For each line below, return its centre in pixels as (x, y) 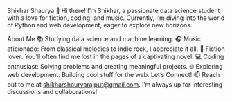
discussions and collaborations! (52, 92)
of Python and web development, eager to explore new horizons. (100, 25)
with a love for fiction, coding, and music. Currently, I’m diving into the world (116, 18)
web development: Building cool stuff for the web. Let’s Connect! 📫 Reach (114, 75)
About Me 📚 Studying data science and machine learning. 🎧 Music (104, 39)
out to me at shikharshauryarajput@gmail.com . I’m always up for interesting (115, 85)
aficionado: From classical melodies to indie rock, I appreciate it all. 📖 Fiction (116, 49)
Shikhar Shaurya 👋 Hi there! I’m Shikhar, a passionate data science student (114, 11)
